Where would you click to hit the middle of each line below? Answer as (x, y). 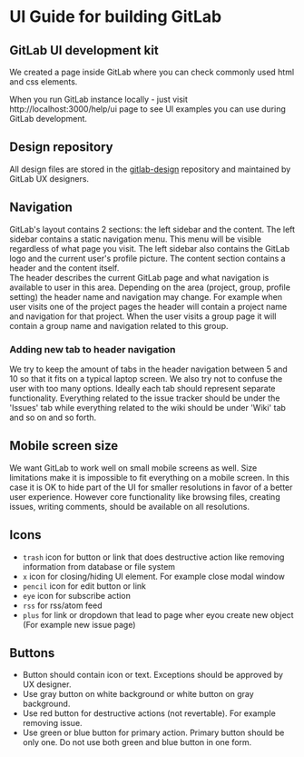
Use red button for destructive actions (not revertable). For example (149, 713)
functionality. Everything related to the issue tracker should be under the (145, 398)
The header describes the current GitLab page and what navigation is (139, 277)
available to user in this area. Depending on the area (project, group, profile (150, 287)
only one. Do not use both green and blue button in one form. (137, 742)
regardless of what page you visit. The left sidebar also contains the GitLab (150, 248)
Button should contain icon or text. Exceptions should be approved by (153, 675)
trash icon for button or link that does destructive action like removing (153, 557)
